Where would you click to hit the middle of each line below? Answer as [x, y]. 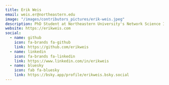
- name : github [26, 38]
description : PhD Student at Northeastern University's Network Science [83, 24]
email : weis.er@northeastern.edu [40, 14]
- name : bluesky [27, 65]
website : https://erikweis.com [38, 28]
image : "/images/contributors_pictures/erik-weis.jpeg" [65, 19]
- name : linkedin [28, 51]
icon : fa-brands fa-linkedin [45, 56]
